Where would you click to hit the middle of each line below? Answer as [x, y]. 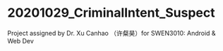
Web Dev [20, 41]
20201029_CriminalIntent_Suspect [111, 13]
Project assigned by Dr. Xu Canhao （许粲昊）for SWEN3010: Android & [112, 33]
